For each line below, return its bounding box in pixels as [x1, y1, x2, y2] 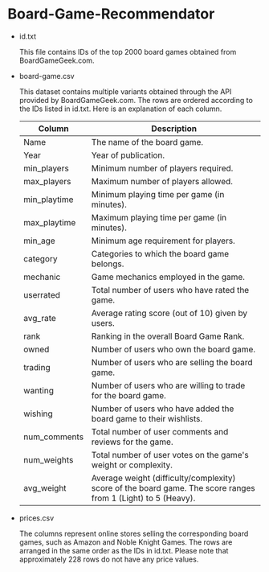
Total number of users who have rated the [91, 284, 250, 295]
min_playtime [22, 194, 74, 205]
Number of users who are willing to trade [91, 380, 246, 391]
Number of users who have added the [91, 403, 234, 414]
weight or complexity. [91, 459, 173, 471]
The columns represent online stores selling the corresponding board [18, 529, 249, 538]
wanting [22, 385, 54, 396]
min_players [22, 163, 69, 174]
